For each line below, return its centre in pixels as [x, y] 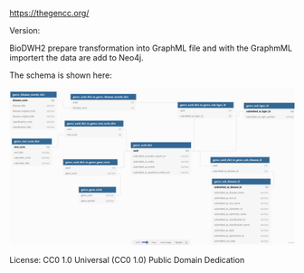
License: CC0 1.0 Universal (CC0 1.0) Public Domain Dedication [127, 259]
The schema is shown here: [61, 75]
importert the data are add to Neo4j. [76, 57]
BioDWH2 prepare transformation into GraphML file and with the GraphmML [151, 48]
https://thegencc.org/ [49, 13]
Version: [25, 30]
